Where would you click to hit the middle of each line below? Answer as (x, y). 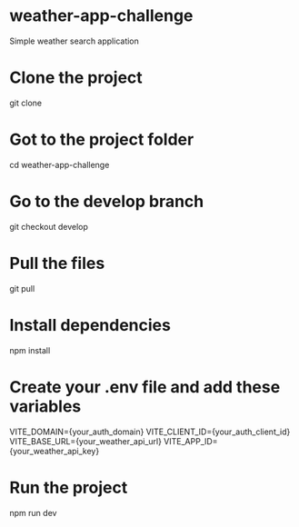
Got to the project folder (102, 139)
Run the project (69, 487)
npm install (30, 350)
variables (45, 406)
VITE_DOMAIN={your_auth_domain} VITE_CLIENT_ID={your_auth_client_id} (150, 432)
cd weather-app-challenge (60, 164)
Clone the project (76, 78)
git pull (22, 288)
